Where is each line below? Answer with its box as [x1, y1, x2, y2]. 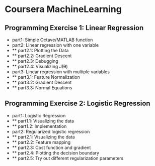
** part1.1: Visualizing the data [12, 118, 74, 124]
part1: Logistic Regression [12, 112, 66, 118]
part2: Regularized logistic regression [12, 128, 90, 134]
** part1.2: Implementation [12, 123, 67, 129]
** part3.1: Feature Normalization [12, 74, 80, 80]
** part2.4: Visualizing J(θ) [12, 64, 68, 69]
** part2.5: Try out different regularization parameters [12, 155, 124, 161]
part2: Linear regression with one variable [12, 42, 99, 48]
